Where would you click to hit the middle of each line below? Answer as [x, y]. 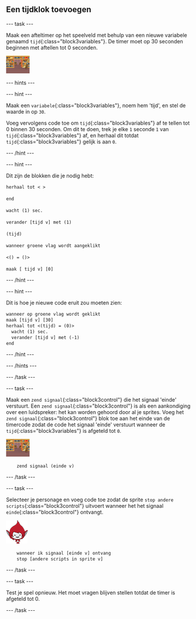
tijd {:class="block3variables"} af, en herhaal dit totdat [73, 135]
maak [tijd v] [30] [30, 320]
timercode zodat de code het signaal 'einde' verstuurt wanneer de [86, 425]
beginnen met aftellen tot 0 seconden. [52, 47]
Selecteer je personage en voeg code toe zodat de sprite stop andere [90, 500]
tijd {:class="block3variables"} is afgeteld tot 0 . [64, 430]
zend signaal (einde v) [46, 466]
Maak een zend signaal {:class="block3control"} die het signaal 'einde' [91, 399]
